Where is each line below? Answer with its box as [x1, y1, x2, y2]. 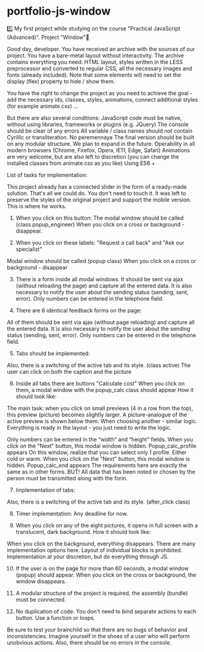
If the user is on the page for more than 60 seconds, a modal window [15, 564, 189, 572]
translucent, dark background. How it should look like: [15, 528, 151, 535]
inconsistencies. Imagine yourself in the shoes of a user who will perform [7, 632, 190, 640]
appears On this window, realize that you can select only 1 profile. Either [7, 449, 187, 456]
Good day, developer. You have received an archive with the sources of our [7, 45, 195, 52]
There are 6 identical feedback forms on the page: [15, 306, 142, 314]
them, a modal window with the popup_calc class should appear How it [15, 386, 194, 393]
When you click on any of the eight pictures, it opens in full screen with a [15, 522, 198, 529]
